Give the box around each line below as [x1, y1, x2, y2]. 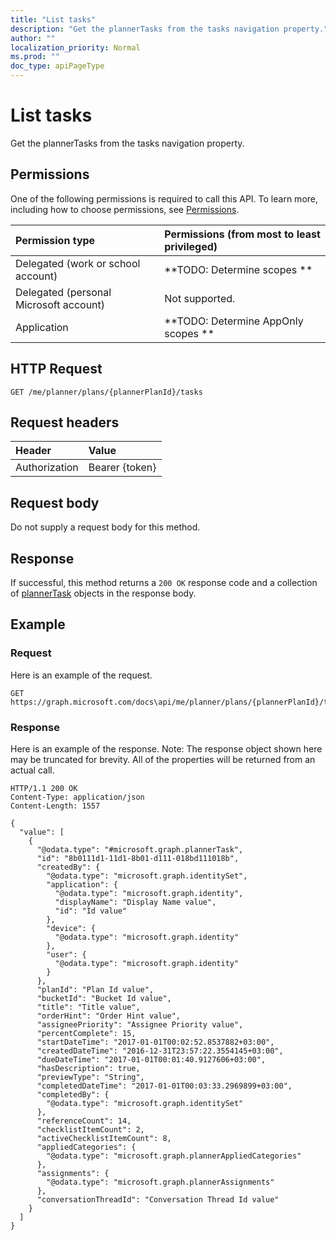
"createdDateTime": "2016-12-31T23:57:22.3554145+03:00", [36, 1046, 284, 1056]
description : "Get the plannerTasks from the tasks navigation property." [10, 24, 329, 34]
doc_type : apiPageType [10, 61, 105, 71]
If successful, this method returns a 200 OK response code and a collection [10, 577, 318, 588]
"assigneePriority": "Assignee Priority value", [36, 1019, 244, 1030]
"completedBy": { [36, 1089, 110, 1100]
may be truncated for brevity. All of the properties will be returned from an [10, 753, 316, 765]
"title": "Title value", [36, 1002, 141, 1012]
